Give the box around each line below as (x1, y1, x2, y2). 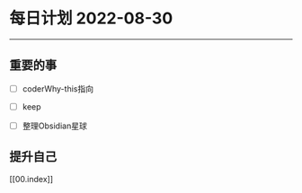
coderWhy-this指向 (22, 83, 94, 94)
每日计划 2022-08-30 (9, 8, 173, 29)
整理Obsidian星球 (22, 120, 87, 131)
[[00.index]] (9, 173, 54, 184)
